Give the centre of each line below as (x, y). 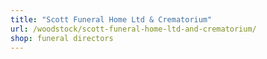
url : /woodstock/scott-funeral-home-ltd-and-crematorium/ (133, 29)
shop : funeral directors (62, 38)
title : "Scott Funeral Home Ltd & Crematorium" (111, 19)
